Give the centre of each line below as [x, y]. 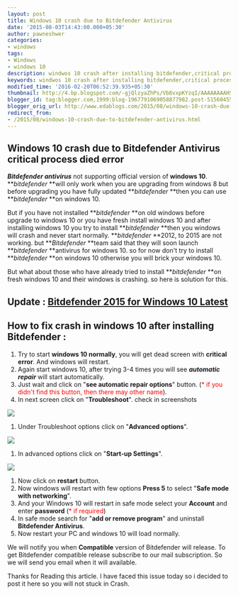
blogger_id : [25, 100]
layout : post [27, 14]
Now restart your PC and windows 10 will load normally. [99, 533]
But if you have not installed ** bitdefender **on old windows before [106, 213]
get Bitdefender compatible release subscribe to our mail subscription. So [115, 555]
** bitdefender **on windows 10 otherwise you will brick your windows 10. [115, 258]
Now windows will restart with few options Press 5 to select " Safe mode [123, 488]
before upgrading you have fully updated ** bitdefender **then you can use [117, 192]
